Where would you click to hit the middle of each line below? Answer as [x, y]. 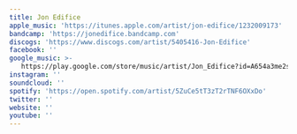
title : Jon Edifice [45, 17]
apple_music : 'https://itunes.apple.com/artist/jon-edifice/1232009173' [146, 26]
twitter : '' [31, 99]
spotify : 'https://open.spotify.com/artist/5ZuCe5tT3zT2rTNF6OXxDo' [138, 91]
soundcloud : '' [37, 83]
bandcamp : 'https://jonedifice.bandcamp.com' [94, 33]
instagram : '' [35, 75]
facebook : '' [33, 50]
